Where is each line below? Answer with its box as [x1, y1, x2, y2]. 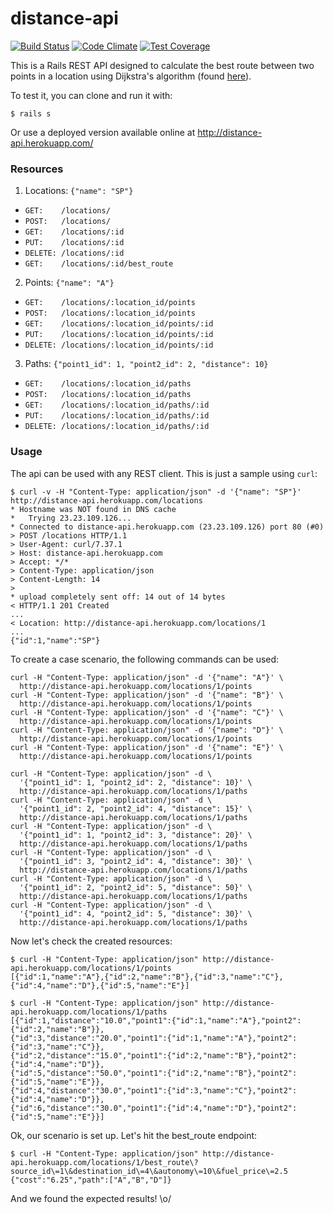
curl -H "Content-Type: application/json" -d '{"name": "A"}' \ [10, 672, 284, 682]
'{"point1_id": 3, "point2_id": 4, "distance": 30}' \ [19, 856, 253, 866]
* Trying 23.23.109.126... [10, 513, 132, 523]
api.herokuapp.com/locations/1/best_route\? [10, 1157, 199, 1167]
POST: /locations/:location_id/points [24, 308, 196, 319]
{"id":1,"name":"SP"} [10, 635, 101, 646]
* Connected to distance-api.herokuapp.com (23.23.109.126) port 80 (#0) [10, 522, 325, 532]
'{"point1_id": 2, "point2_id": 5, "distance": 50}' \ [19, 882, 253, 892]
